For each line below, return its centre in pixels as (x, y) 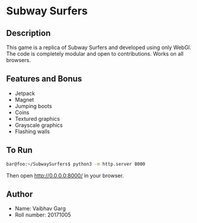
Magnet (24, 99)
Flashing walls (32, 131)
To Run (19, 150)
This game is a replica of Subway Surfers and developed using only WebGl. (99, 47)
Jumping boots (33, 106)
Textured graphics (37, 118)
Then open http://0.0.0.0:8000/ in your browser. (65, 175)
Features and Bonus (44, 79)
